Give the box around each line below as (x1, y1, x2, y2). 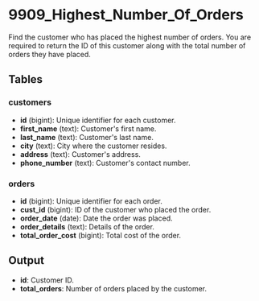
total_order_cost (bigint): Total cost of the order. (19, 230, 182, 240)
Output (8, 254, 44, 267)
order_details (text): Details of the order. (19, 221, 155, 231)
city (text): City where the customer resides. (19, 141, 167, 150)
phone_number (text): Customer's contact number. (19, 158, 191, 167)
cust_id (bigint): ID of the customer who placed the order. (19, 204, 212, 214)
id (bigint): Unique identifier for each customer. (19, 115, 176, 125)
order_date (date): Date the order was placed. (19, 213, 173, 223)
